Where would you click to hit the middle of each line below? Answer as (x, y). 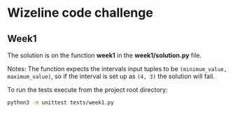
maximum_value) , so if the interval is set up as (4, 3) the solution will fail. (111, 76)
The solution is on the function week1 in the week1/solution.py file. (105, 55)
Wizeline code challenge (80, 13)
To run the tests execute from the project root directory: (87, 90)
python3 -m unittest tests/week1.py (61, 103)
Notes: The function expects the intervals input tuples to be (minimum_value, (117, 69)
